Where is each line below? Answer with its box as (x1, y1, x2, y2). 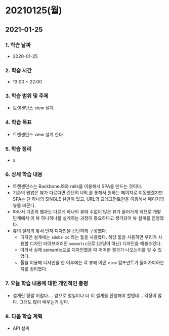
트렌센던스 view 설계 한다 (12, 131, 63, 137)
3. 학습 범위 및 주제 (5, 93, 49, 100)
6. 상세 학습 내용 (5, 171, 43, 178)
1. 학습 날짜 (5, 41, 31, 48)
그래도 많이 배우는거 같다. (19, 298, 70, 305)
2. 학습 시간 (5, 67, 32, 74)
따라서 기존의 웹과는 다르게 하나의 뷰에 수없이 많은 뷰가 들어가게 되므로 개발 (12, 209, 161, 215)
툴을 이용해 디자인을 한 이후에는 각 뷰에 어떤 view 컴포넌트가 (20, 260, 139, 266)
